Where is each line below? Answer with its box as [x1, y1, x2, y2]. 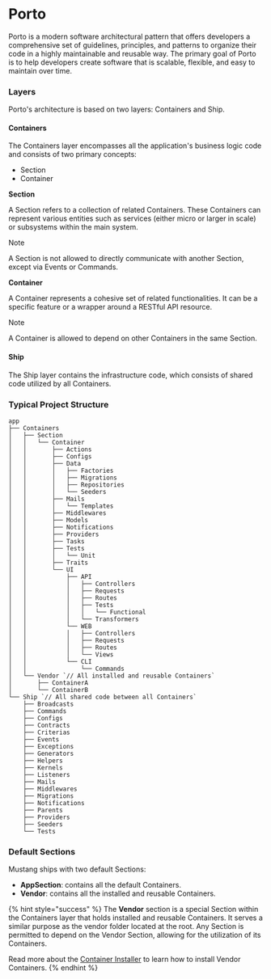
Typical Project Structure [8, 399, 109, 410]
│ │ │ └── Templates [8, 502, 114, 510]
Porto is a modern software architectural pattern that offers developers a [8, 32, 251, 41]
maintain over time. [8, 65, 73, 75]
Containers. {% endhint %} [8, 963, 99, 973]
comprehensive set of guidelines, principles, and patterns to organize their [8, 40, 257, 49]
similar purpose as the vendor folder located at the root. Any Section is [8, 922, 244, 931]
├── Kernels [23, 763, 63, 772]
